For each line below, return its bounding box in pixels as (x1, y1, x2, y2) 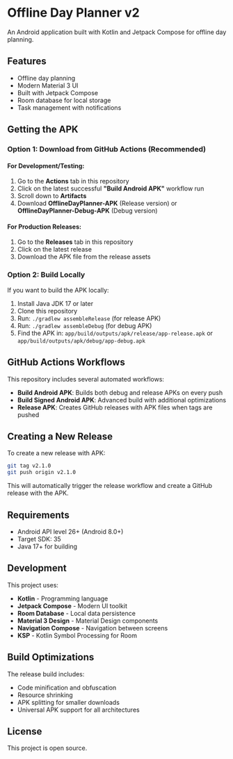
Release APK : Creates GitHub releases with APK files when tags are (17, 403, 213, 411)
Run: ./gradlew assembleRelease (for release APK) (17, 314, 161, 323)
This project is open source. (7, 744, 88, 752)
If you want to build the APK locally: (7, 286, 109, 294)
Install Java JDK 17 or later (17, 299, 94, 307)
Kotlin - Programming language (17, 594, 109, 603)
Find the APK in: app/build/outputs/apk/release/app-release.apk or (17, 329, 214, 337)
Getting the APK (7, 124, 79, 136)
